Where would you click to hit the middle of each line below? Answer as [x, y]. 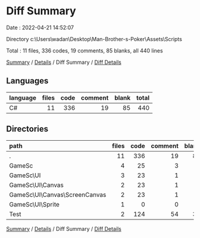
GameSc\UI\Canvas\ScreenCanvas [58, 194]
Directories [27, 129]
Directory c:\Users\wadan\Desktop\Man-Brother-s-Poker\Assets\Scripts [94, 39]
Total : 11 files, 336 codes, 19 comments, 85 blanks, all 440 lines [85, 50]
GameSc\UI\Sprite [34, 204]
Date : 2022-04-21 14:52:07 [40, 27]
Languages [27, 81]
